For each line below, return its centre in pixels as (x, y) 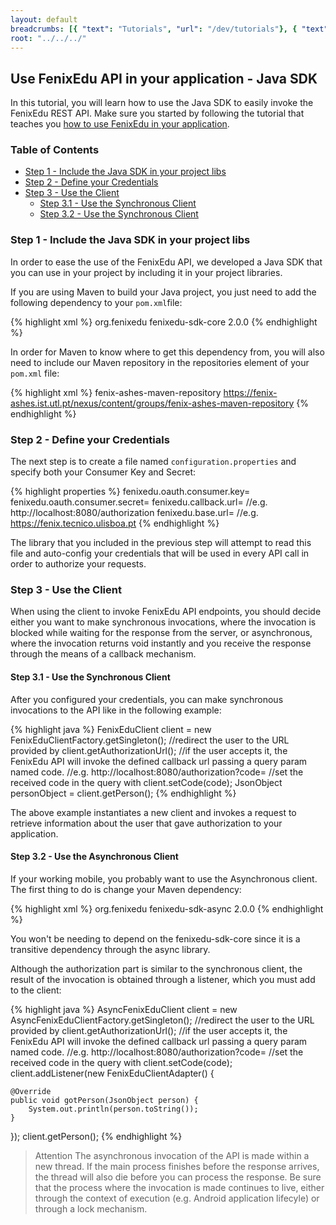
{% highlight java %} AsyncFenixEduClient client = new (124, 1009)
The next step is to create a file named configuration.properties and (153, 462)
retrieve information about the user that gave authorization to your (146, 823)
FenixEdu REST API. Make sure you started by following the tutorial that (157, 113)
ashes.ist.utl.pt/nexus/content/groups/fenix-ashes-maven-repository (152, 403)
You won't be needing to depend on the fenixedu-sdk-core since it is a (155, 938)
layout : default (44, 19)
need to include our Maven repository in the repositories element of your (160, 362)
